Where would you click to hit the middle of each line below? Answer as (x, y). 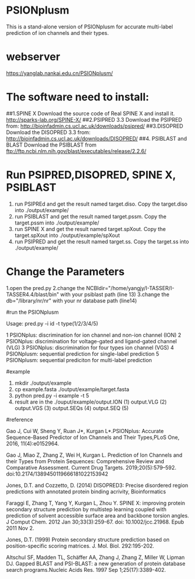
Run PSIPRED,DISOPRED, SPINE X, (91, 175)
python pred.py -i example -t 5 (52, 395)
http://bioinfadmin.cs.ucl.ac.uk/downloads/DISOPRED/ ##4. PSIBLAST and (97, 138)
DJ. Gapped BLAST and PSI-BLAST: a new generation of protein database (96, 563)
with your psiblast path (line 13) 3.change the (115, 294)
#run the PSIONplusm (32, 312)
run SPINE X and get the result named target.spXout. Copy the (90, 229)
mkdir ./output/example (43, 383)
